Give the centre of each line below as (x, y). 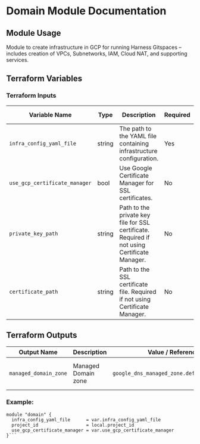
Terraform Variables (44, 79)
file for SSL (135, 222)
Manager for (136, 183)
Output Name (38, 352)
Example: (20, 402)
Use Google (136, 168)
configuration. (139, 158)
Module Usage (34, 33)
